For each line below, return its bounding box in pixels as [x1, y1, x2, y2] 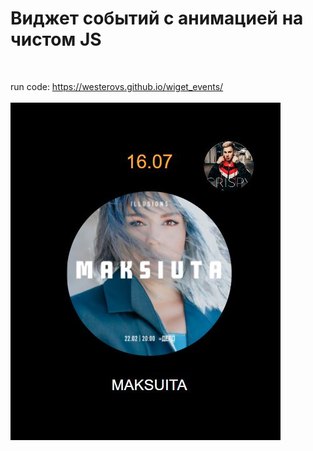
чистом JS [10, 28, 102, 51]
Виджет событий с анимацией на [10, 7, 304, 30]
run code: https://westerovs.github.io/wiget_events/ [10, 80, 224, 92]
